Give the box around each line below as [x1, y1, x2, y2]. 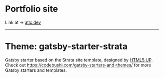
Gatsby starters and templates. [5, 67, 67, 73]
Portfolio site [5, 3, 59, 15]
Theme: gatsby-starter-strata [5, 41, 128, 52]
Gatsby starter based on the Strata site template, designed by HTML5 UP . [5, 57, 153, 62]
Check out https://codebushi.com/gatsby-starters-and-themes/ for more [5, 62, 151, 68]
